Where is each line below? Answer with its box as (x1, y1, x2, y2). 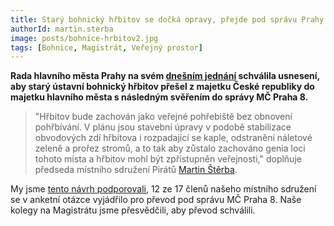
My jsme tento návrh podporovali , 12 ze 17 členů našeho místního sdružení (10, 183, 317, 195)
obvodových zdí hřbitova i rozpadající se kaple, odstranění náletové (34, 132, 313, 144)
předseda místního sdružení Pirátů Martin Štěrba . (34, 164, 238, 176)
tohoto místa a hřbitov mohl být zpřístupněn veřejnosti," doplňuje (34, 153, 302, 165)
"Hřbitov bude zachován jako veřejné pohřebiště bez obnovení (34, 111, 293, 123)
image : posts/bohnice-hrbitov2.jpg (10, 33, 159, 43)
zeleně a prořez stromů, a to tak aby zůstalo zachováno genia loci (34, 142, 306, 155)
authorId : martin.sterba (10, 24, 114, 34)
